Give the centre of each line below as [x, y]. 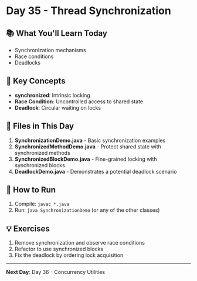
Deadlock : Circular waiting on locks [58, 107]
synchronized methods [42, 153]
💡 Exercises [28, 228]
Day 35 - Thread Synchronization [89, 11]
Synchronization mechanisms [50, 50]
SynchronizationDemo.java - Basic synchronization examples [90, 140]
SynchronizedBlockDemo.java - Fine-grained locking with [86, 159]
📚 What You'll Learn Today [57, 33]
